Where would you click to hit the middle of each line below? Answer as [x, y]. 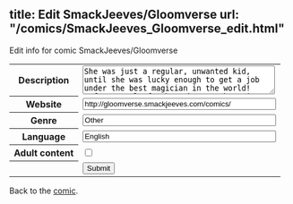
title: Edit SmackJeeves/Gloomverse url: [125, 15]
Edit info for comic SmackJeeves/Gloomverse [94, 50]
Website [44, 105]
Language [43, 137]
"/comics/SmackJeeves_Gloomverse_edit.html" [147, 29]
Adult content [44, 153]
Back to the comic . [44, 191]
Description [44, 81]
